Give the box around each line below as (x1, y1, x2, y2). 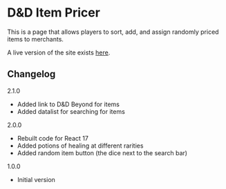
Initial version (17, 175, 55, 183)
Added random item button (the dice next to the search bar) (17, 148, 188, 157)
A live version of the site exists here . (7, 48, 111, 57)
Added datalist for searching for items (17, 107, 126, 115)
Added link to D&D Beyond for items (17, 100, 120, 108)
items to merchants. (7, 34, 64, 43)
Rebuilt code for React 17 (17, 134, 88, 142)
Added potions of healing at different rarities (17, 141, 144, 150)
